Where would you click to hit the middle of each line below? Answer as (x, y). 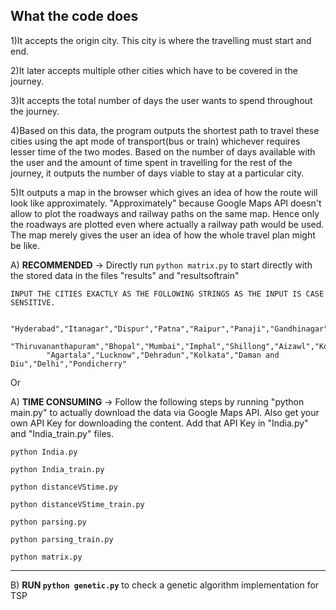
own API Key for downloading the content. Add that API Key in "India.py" (159, 423)
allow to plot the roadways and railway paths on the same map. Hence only (165, 213)
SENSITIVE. (33, 302)
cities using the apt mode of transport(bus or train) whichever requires (155, 141)
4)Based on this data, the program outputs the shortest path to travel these (165, 130)
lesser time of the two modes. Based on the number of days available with (163, 151)
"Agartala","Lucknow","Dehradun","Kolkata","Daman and (163, 355)
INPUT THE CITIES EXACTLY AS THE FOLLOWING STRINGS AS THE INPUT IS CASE (167, 294)
